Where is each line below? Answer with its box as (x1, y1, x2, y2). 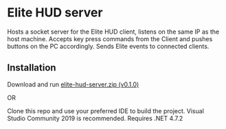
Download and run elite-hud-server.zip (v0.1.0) (7, 80, 139, 89)
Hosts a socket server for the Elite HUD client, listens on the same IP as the (7, 27, 220, 36)
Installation (7, 62, 56, 73)
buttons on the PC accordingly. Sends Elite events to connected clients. (7, 42, 210, 50)
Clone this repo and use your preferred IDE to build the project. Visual (7, 106, 205, 115)
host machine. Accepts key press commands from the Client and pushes (7, 34, 213, 43)
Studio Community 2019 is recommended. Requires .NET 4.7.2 (7, 114, 183, 122)
